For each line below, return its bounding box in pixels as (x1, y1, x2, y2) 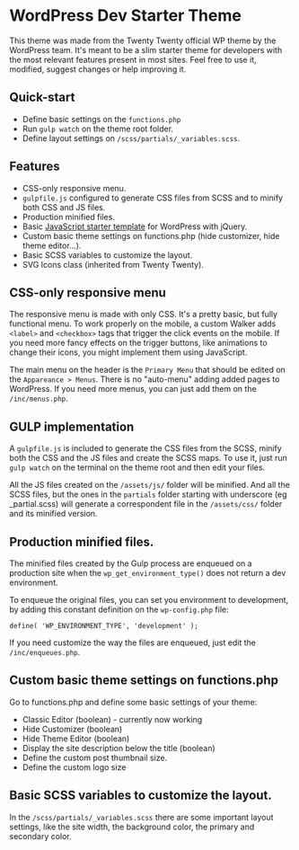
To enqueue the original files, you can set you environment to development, (9, 595, 289, 605)
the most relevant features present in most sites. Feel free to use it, (9, 54, 258, 65)
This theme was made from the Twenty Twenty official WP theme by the (9, 35, 277, 46)
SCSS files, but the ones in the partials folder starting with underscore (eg (9, 489, 287, 500)
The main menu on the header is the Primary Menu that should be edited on (9, 365, 286, 376)
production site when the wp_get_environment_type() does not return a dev (9, 568, 286, 578)
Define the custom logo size (22, 761, 127, 773)
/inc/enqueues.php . (9, 647, 81, 657)
